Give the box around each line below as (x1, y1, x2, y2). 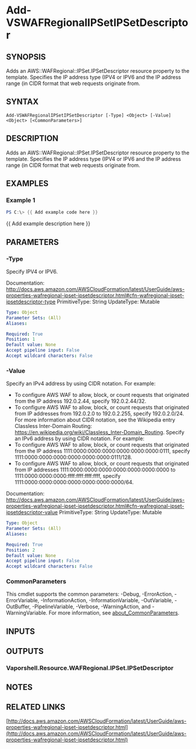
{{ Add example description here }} (6, 220, 91, 227)
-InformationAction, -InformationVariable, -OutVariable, (40, 597, 174, 604)
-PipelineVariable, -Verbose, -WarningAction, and (32, 603, 151, 610)
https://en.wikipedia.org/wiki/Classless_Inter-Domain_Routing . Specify (14, 429, 185, 436)
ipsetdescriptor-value (6, 509, 58, 516)
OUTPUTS (6, 646, 44, 656)
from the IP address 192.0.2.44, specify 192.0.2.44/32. (14, 397, 146, 405)
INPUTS (6, 626, 35, 636)
